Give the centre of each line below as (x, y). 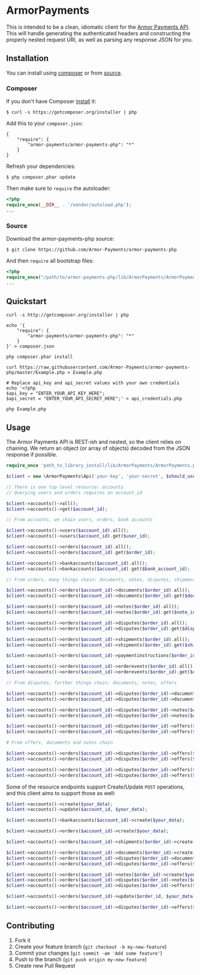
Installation (27, 58)
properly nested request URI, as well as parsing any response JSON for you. (100, 39)
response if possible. (32, 455)
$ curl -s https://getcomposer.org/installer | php (71, 112)
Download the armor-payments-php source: (60, 238)
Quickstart (26, 301)
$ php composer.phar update (41, 177)
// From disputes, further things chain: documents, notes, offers (92, 683)
